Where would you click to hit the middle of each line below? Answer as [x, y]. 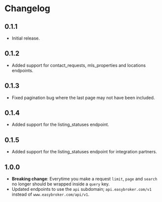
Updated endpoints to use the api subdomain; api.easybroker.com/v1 [82, 189]
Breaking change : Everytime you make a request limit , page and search [84, 179]
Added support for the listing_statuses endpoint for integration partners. [84, 152]
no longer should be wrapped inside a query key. [60, 184]
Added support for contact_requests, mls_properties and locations [79, 65]
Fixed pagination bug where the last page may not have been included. [83, 98]
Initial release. [26, 38]
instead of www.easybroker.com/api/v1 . [50, 194]
